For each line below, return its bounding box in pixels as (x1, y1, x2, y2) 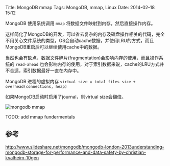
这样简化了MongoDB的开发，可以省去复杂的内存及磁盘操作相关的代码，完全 (5, 31, 165, 37)
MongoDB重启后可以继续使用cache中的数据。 (5, 44, 102, 50)
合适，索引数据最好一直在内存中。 (9, 67, 82, 74)
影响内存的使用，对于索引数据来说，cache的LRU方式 (48, 61, 160, 67)
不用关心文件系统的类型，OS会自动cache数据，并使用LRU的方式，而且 (5, 38, 154, 43)
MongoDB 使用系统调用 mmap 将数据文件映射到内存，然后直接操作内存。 (5, 20, 156, 26)
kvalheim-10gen (5, 154, 39, 160)
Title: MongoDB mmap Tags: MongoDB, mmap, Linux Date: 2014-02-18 (5, 5, 155, 10)
